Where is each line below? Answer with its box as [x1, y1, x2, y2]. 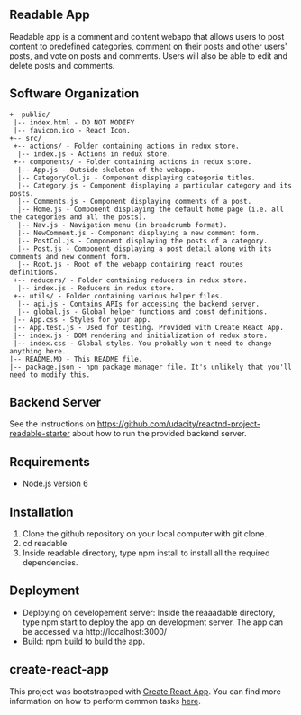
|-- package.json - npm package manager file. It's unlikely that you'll [9, 362, 293, 371]
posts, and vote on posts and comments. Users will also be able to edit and [9, 50, 288, 61]
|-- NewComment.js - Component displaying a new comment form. [17, 228, 260, 237]
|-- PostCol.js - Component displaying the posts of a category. [17, 236, 269, 245]
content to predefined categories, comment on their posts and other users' [9, 41, 287, 51]
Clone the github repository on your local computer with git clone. [22, 528, 268, 539]
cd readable [22, 538, 68, 549]
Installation [9, 504, 74, 519]
